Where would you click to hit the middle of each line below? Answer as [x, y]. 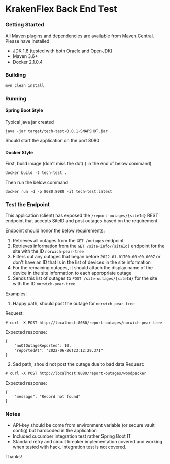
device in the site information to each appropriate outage [72, 273]
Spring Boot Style [24, 110]
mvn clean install [25, 85]
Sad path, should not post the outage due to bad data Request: [78, 364]
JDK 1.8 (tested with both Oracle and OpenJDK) [62, 51]
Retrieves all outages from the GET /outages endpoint [68, 241]
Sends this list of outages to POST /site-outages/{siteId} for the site [85, 278]
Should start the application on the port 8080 [53, 140]
